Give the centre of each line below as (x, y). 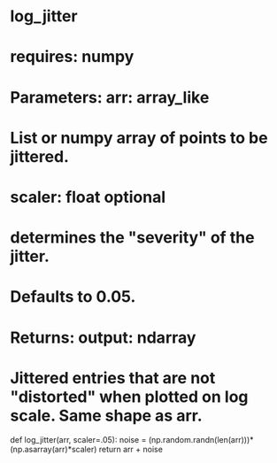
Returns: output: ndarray (103, 337)
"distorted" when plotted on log (129, 397)
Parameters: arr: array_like (110, 97)
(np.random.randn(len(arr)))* (201, 440)
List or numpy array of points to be (139, 138)
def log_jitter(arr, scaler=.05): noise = (78, 440)
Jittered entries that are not (113, 378)
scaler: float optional (88, 197)
